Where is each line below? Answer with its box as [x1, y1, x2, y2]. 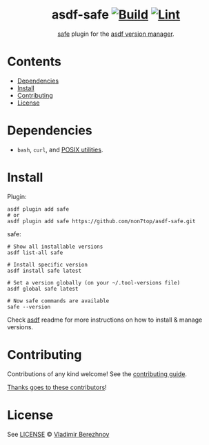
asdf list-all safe [7, 249, 63, 256]
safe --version [7, 303, 51, 310]
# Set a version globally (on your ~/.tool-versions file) [7, 279, 181, 286]
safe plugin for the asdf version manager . [57, 30, 175, 38]
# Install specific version [7, 261, 88, 268]
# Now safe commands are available [7, 297, 110, 304]
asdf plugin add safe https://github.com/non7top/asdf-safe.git [7, 218, 196, 225]
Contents [7, 54, 62, 70]
